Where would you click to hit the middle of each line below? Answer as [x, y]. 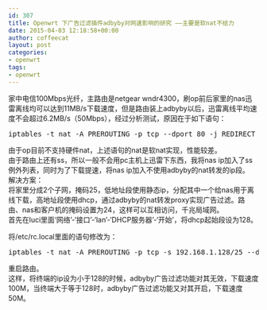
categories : [28, 52]
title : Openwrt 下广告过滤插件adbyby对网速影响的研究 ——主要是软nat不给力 [121, 23]
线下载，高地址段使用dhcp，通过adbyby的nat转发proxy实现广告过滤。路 [127, 200]
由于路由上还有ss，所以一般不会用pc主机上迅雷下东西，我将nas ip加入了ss [130, 160]
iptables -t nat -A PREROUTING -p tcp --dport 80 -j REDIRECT [132, 134]
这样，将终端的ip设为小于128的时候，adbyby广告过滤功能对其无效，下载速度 [133, 278]
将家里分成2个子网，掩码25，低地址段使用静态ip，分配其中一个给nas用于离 [131, 190]
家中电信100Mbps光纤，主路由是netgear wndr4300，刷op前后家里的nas [127, 98]
